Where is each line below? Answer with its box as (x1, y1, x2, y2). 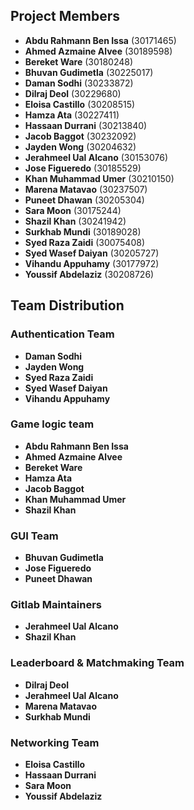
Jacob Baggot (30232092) (24, 130, 137, 142)
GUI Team (10, 529, 59, 543)
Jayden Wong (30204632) (24, 140, 137, 153)
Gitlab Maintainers (10, 598, 102, 612)
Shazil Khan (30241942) (24, 215, 127, 227)
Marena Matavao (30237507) (24, 183, 148, 195)
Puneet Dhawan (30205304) (24, 194, 145, 206)
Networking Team (10, 735, 100, 749)
